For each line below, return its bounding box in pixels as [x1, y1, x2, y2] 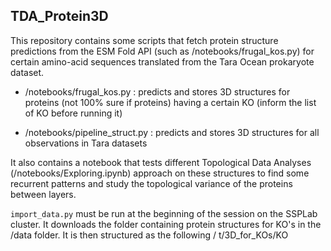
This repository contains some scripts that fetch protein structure [10, 34, 279, 46]
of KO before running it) [24, 107, 123, 119]
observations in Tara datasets [24, 137, 148, 149]
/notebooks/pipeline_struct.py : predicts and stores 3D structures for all [24, 126, 320, 138]
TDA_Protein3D [10, 8, 109, 25]
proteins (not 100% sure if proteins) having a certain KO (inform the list [24, 96, 317, 108]
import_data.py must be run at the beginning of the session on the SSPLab [10, 207, 318, 219]
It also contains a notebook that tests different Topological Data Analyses [10, 156, 312, 168]
